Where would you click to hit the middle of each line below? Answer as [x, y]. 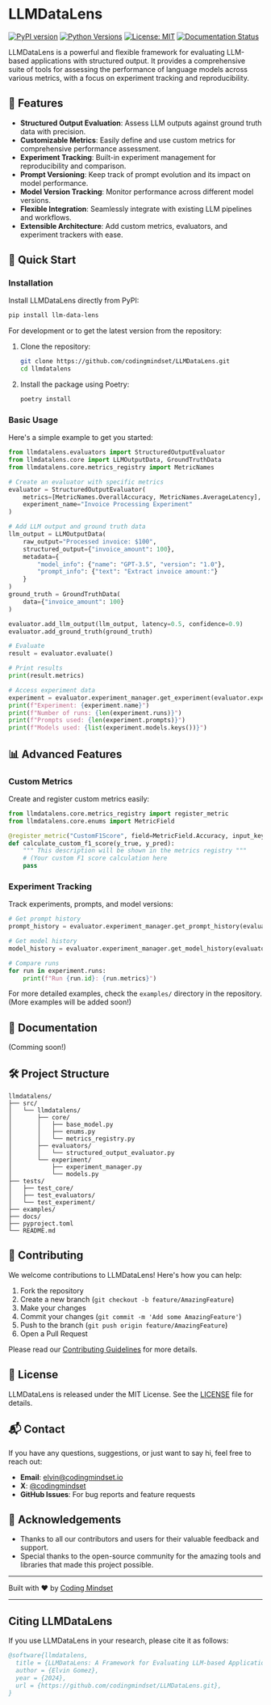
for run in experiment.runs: [57, 971]
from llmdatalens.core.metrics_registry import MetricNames [112, 467]
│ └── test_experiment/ [52, 1203]
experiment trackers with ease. [71, 235]
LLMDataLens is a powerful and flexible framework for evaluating [117, 52]
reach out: [25, 1462]
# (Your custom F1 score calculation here [95, 858]
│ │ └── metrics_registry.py [72, 1139]
